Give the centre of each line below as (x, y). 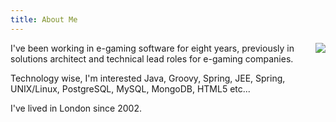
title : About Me (44, 19)
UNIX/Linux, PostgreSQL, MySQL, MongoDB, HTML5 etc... (130, 88)
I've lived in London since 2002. (76, 108)
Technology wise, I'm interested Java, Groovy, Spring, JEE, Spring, (148, 78)
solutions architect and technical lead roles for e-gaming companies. (152, 58)
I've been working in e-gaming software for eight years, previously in (152, 48)
